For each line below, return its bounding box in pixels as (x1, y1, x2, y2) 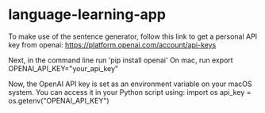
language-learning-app (8, 6, 167, 24)
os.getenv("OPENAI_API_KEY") (8, 96, 109, 105)
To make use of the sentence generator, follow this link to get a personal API (8, 32, 258, 41)
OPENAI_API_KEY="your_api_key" (8, 63, 119, 73)
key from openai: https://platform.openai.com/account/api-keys (8, 40, 217, 49)
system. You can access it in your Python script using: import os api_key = (8, 87, 252, 96)
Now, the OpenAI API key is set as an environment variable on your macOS (8, 79, 252, 89)
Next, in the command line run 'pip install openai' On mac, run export (8, 55, 233, 65)
